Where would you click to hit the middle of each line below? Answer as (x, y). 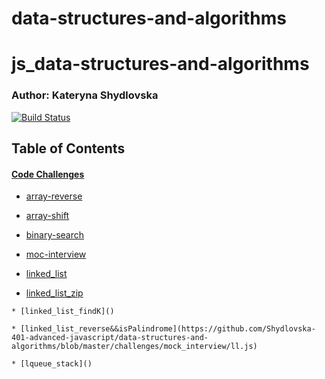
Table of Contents (68, 148)
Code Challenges (48, 174)
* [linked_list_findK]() (63, 312)
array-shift (47, 216)
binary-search (54, 235)
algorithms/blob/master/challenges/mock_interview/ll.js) (134, 347)
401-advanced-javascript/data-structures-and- (110, 338)
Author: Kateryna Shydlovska (85, 95)
